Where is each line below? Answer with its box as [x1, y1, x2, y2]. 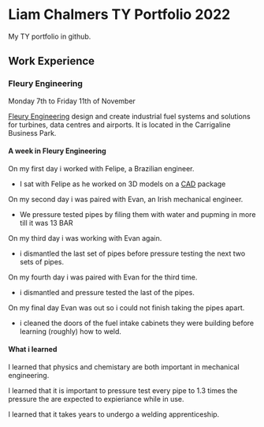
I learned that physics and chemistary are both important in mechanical [8, 362, 240, 372]
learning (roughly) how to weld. [19, 326, 122, 336]
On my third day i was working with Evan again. [8, 233, 162, 242]
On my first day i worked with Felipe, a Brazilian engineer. [8, 163, 195, 173]
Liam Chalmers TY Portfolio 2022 [8, 6, 231, 24]
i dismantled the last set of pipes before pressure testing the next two [19, 249, 246, 258]
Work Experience [8, 54, 95, 68]
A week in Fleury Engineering [8, 146, 106, 155]
